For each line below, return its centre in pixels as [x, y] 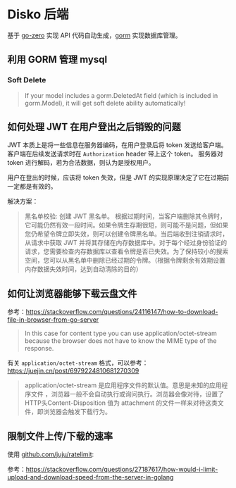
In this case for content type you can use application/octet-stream [120, 333]
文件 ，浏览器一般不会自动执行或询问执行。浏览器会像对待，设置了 [127, 394]
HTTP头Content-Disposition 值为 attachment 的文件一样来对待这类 [121, 403]
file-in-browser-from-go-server [53, 320]
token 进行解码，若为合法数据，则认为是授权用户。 [81, 163]
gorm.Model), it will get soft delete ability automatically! [105, 103]
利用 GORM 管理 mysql [57, 60]
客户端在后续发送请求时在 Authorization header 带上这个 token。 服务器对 [115, 154]
